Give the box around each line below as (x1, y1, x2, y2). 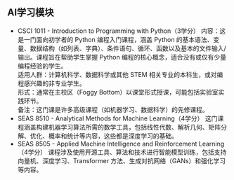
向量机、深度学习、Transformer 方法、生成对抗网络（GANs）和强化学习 (17, 156, 226, 165)
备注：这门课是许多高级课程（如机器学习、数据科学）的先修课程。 (17, 105, 209, 113)
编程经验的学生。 (17, 62, 67, 70)
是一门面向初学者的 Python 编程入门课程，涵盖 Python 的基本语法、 (17, 35, 214, 43)
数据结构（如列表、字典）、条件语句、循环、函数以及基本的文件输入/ (30, 44, 226, 53)
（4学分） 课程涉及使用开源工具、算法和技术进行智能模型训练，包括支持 (17, 148, 227, 156)
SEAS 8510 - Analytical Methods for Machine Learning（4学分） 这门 (17, 114, 218, 123)
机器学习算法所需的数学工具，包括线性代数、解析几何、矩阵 (48, 123, 221, 131)
